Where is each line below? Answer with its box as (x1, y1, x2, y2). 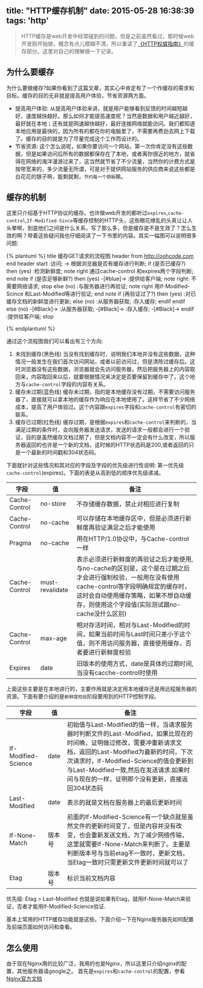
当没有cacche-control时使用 (76, 668, 158, 677)
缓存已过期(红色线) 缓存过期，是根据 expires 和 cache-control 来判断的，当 (14, 418, 197, 426)
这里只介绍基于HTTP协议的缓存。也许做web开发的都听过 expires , (6, 209, 168, 217)
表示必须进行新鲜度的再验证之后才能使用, (76, 555, 193, 564)
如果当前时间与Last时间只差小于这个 (88, 630, 192, 639)
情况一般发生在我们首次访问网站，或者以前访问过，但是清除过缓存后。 (14, 358, 190, 365)
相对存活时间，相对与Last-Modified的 (76, 621, 184, 630)
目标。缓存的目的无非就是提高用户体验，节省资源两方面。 (6, 91, 149, 99)
